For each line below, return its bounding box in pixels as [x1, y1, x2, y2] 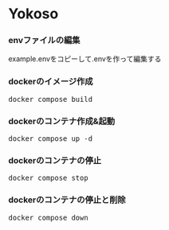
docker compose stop [8, 173, 89, 183]
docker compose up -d [8, 134, 93, 143]
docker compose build [8, 95, 93, 103]
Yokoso [8, 5, 59, 23]
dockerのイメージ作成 [8, 76, 93, 88]
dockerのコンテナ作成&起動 [8, 115, 116, 127]
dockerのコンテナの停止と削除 [8, 194, 126, 205]
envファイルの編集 [8, 35, 81, 46]
